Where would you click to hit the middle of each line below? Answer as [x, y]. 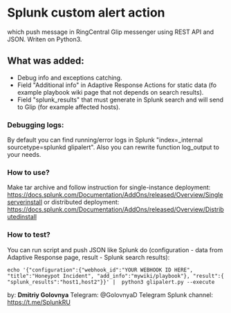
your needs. [24, 155]
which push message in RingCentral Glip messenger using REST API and [111, 32]
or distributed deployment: [82, 202]
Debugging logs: [36, 124]
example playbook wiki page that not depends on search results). [110, 92]
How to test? [29, 235]
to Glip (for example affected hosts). [69, 107]
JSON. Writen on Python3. [45, 39]
